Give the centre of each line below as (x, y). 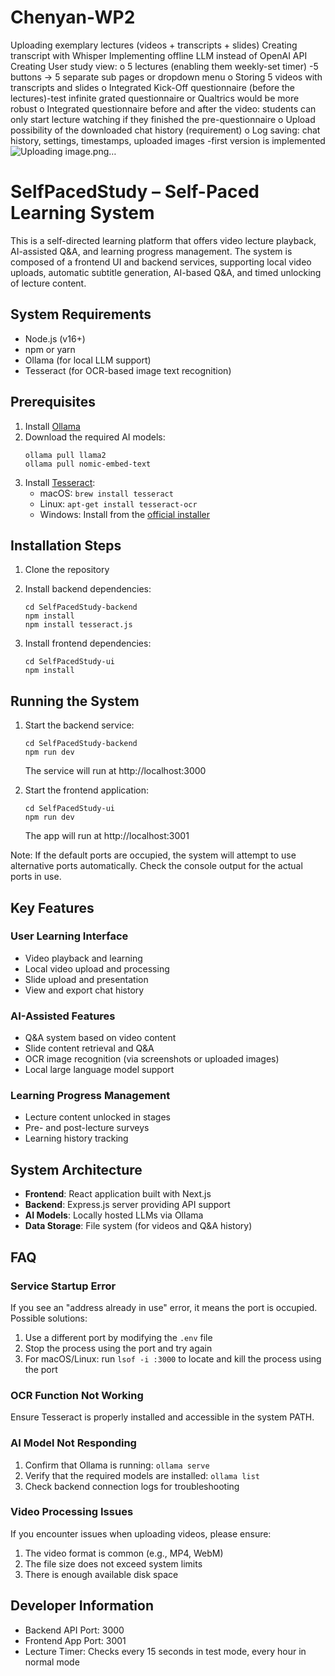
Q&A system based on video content (100, 1038)
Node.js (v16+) (55, 338)
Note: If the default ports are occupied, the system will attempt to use (153, 855)
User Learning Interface (69, 936)
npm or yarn (50, 349)
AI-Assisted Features (63, 1016)
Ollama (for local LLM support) (88, 360)
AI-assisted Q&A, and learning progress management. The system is (151, 251)
